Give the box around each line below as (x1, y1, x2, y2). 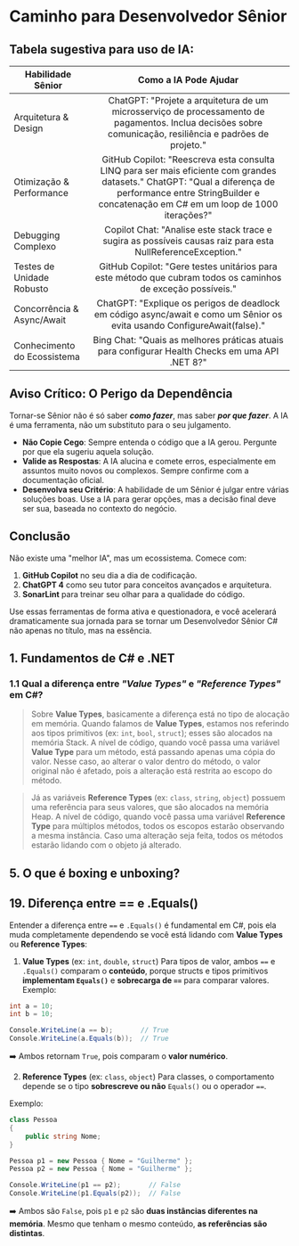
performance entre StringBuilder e (117, 187, 260, 199)
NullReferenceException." (134, 246, 242, 258)
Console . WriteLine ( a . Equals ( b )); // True (9, 1034, 169, 1044)
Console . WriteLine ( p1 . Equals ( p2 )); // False (9, 1189, 181, 1198)
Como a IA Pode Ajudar (137, 74, 239, 86)
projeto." (170, 139, 207, 151)
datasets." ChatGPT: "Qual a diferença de (101, 176, 276, 188)
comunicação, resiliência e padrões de (107, 127, 270, 140)
